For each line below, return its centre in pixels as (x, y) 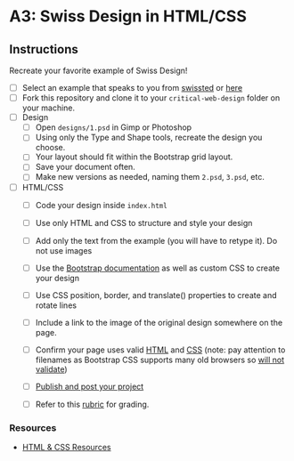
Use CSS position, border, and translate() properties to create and (156, 295)
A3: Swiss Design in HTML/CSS (128, 16)
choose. (50, 148)
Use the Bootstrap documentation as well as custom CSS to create (158, 268)
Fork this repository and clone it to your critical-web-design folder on (151, 98)
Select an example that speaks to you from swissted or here (132, 88)
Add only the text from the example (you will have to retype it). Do (156, 240)
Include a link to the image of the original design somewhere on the (159, 322)
